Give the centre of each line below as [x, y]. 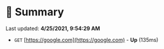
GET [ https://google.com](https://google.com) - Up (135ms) [86, 40]
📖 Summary [35, 12]
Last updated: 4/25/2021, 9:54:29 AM [53, 28]
